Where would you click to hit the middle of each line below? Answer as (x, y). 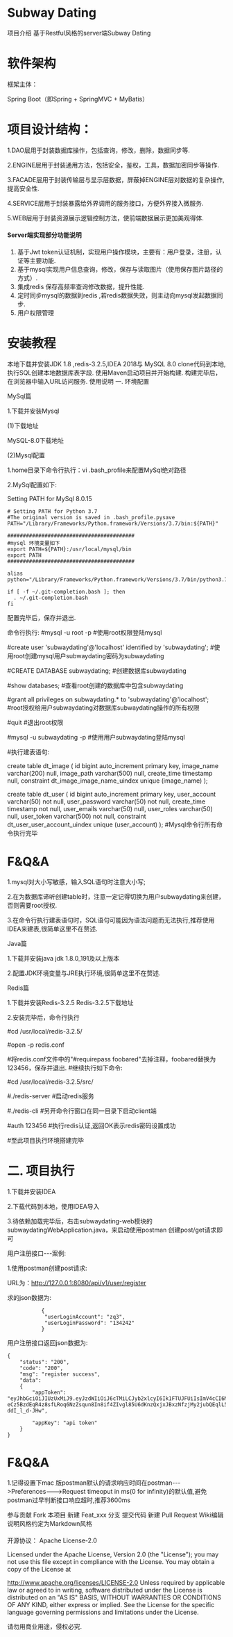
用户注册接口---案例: (37, 1253)
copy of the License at (39, 1570)
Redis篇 (18, 988)
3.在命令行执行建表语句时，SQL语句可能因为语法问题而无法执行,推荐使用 (111, 920)
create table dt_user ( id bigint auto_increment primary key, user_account (112, 794)
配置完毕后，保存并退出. (42, 617)
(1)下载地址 (23, 425)
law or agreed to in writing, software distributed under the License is (105, 1590)
